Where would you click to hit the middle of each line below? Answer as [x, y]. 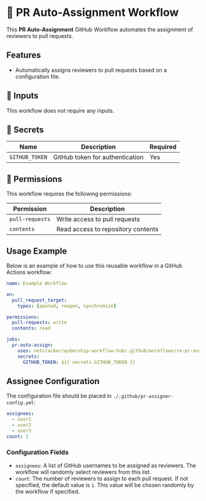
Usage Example [37, 251]
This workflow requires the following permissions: [69, 194]
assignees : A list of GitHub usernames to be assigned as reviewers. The [105, 465]
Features [24, 55]
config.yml [20, 403]
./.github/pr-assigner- [143, 397]
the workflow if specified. [47, 491]
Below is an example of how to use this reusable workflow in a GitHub [94, 266]
